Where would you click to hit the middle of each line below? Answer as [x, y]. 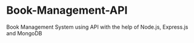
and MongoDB [24, 33]
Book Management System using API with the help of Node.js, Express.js [97, 27]
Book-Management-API [67, 10]
